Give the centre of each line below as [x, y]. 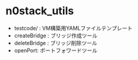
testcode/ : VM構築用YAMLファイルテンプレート [73, 28]
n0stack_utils [40, 11]
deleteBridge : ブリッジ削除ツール [56, 43]
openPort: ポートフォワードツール [56, 50]
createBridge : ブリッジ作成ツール [56, 35]
